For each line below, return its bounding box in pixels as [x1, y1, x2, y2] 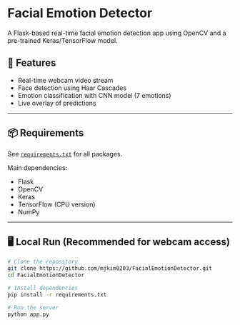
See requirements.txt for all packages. [7, 149, 123, 158]
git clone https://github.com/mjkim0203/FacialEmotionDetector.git [7, 265, 213, 272]
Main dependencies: [7, 163, 68, 172]
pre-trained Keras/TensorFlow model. [7, 36, 118, 44]
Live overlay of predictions [17, 99, 96, 107]
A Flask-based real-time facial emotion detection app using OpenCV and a [7, 29, 226, 37]
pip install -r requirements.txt [7, 291, 107, 298]
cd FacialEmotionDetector [7, 271, 84, 279]
